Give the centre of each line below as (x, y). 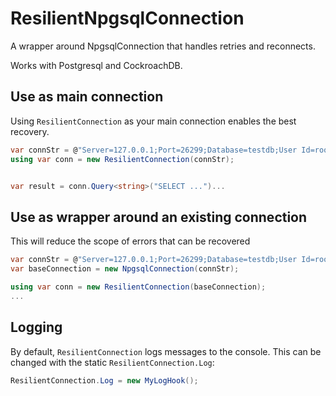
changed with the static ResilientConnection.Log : (112, 362)
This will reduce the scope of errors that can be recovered (130, 241)
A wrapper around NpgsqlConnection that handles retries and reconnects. (163, 46)
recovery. (30, 131)
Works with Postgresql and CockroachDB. (96, 65)
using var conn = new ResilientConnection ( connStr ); (122, 159)
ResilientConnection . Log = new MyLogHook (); (104, 380)
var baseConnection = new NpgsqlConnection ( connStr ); (125, 269)
